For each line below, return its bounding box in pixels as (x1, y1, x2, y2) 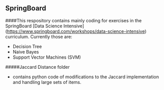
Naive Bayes (12, 49, 39, 55)
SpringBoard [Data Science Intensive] (5, 23, 85, 29)
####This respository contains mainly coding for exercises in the (5, 17, 142, 23)
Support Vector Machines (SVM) (12, 54, 81, 60)
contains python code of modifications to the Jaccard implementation (12, 73, 159, 80)
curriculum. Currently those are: (5, 33, 72, 39)
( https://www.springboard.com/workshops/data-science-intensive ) (5, 28, 147, 34)
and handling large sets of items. (12, 79, 81, 85)
